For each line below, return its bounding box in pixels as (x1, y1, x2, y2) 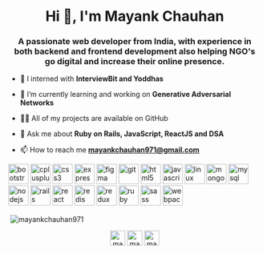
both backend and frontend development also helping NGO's (14, 46, 256, 57)
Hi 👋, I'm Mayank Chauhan (45, 7, 225, 26)
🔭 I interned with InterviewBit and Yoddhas (19, 74, 164, 83)
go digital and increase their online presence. (44, 56, 225, 67)
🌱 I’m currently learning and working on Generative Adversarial (19, 90, 232, 99)
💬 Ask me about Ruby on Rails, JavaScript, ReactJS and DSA (19, 129, 225, 139)
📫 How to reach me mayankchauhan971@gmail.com (19, 145, 200, 155)
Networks (19, 98, 55, 107)
